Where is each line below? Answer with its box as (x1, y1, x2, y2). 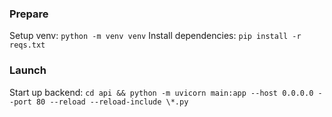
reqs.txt (9, 40, 46, 51)
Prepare (9, 7, 49, 21)
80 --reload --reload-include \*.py (35, 97, 189, 107)
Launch (9, 63, 47, 77)
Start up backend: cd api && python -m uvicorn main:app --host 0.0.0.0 (9, 86, 314, 98)
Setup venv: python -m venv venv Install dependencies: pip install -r (9, 30, 302, 42)
